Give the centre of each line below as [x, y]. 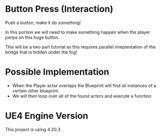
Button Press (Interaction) [59, 9]
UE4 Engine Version [47, 116]
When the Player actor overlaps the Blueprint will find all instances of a [84, 85]
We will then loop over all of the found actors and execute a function [82, 96]
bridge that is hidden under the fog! [41, 52]
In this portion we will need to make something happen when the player [78, 32]
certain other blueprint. [36, 91]
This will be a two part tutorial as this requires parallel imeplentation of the [80, 47]
